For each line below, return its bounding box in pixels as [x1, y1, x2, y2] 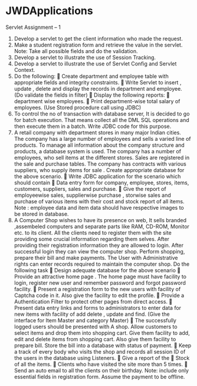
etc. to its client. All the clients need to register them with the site [14, 229, 172, 236]
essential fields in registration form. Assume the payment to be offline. [14, 373, 185, 380]
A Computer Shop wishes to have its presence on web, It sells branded [14, 216, 187, 223]
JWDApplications [5, 4, 93, 18]
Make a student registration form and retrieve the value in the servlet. [14, 41, 183, 48]
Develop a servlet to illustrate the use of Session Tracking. [14, 54, 156, 61]
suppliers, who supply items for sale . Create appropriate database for [14, 166, 185, 173]
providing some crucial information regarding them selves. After [14, 235, 169, 242]
